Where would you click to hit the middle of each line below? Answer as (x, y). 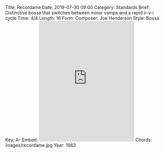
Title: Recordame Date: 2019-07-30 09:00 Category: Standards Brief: (78, 7)
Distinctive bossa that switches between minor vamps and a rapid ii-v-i (79, 13)
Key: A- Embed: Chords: (79, 140)
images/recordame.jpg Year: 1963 (41, 145)
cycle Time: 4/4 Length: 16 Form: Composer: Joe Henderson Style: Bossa (82, 18)
